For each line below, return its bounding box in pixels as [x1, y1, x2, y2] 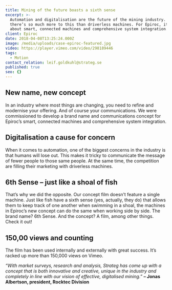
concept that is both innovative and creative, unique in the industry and [5, 268, 157, 274]
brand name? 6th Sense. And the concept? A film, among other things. [5, 213, 154, 219]
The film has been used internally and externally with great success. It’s [5, 247, 157, 254]
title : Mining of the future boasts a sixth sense [5, 7, 116, 13]
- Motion [10, 55, 29, 60]
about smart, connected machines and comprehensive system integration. [10, 27, 168, 32]
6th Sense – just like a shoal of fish [5, 178, 118, 187]
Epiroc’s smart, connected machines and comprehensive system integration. [5, 118, 167, 125]
